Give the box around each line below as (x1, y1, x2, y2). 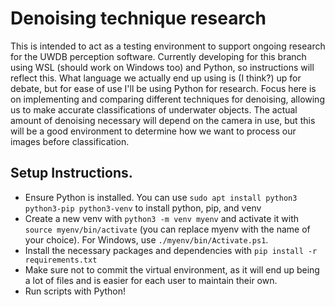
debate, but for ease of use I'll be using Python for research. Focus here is (10, 82, 317, 94)
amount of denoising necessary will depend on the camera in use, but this (10, 114, 316, 126)
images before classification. (10, 135, 130, 147)
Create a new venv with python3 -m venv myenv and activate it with (24, 212, 299, 224)
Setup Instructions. (10, 165, 133, 182)
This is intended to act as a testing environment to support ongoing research (10, 40, 326, 52)
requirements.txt (24, 255, 98, 265)
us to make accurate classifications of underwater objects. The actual (10, 103, 298, 116)
